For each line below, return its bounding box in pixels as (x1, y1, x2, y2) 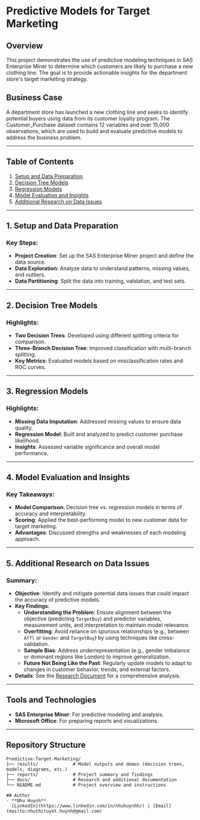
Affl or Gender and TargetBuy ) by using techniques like (23, 634, 158, 642)
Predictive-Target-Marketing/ (6, 756, 82, 762)
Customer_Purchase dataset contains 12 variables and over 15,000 (6, 121, 170, 128)
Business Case (6, 92, 62, 103)
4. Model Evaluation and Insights (6, 472, 130, 482)
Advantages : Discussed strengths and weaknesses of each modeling (14, 529, 186, 536)
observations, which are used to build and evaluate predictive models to (6, 127, 183, 135)
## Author (6, 792, 31, 799)
